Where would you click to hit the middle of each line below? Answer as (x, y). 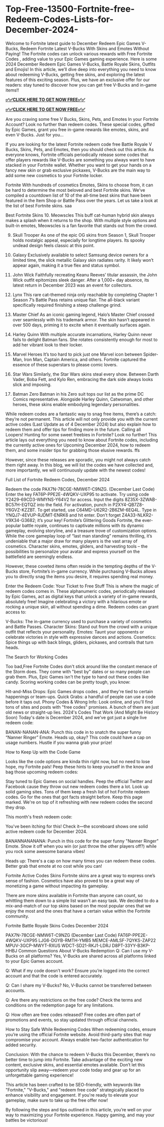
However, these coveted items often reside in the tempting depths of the (78, 566)
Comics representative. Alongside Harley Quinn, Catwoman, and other (83, 399)
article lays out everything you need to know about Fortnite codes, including (82, 440)
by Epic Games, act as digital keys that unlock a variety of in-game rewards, (82, 596)
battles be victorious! (27, 1120)
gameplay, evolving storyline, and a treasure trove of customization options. (82, 530)
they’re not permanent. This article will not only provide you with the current (82, 419)
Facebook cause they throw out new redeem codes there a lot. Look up (77, 787)
